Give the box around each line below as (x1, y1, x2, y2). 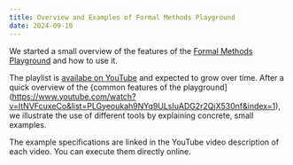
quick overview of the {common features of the (9, 82, 181, 92)
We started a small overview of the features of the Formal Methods (9, 45, 253, 56)
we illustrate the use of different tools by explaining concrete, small (9, 110, 254, 121)
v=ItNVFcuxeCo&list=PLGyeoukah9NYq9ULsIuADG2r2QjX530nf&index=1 (9, 100, 276, 111)
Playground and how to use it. (9, 55, 118, 66)
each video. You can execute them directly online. (9, 145, 192, 156)
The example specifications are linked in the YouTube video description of (9, 137, 280, 147)
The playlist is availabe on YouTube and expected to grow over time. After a (9, 72, 285, 82)
